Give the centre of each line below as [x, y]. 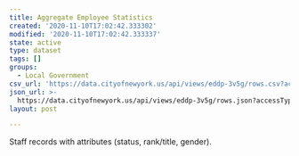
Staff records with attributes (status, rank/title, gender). [110, 142]
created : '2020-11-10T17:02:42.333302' [83, 26]
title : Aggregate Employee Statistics [81, 17]
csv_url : [25, 84]
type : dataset [36, 51]
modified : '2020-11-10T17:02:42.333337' [85, 34]
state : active [36, 42]
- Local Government [53, 76]
